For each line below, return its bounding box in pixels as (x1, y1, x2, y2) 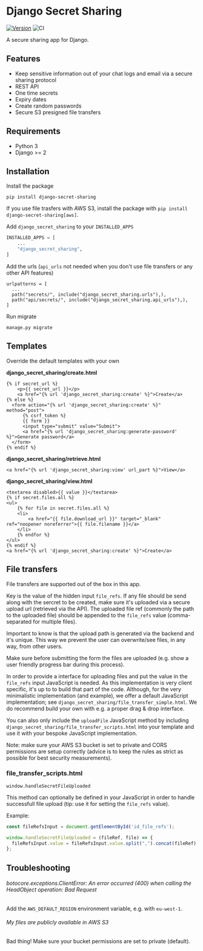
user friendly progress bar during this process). (6, 661, 125, 668)
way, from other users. (6, 643, 63, 650)
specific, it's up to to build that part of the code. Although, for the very (6, 685, 182, 693)
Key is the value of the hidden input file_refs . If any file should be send (6, 592, 187, 599)
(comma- (167, 612, 191, 619)
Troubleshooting (6, 862, 71, 873)
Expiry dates (15, 95, 47, 103)
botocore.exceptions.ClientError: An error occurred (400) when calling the (6, 879, 192, 887)
